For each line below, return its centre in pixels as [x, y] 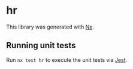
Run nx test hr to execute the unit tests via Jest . [67, 59]
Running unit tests [41, 46]
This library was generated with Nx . [50, 27]
